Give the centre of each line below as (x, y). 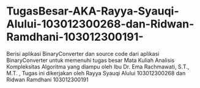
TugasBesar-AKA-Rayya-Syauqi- (93, 11)
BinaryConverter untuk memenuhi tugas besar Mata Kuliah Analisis (91, 60)
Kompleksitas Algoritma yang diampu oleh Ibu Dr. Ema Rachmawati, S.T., (98, 66)
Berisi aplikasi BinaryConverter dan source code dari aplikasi (83, 53)
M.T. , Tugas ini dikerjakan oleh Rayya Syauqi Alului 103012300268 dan (96, 73)
